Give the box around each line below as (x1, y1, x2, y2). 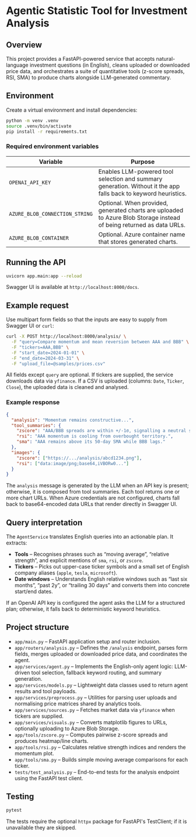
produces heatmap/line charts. (14, 737, 89, 744)
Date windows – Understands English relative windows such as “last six (14, 576, 188, 583)
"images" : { (11, 449, 41, 456)
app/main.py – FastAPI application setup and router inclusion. (14, 638, 161, 645)
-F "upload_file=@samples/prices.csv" (11, 361, 106, 367)
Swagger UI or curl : (6, 322, 54, 329)
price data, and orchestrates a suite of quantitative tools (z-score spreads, (6, 68, 185, 74)
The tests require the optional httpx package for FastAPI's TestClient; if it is (6, 818, 187, 825)
